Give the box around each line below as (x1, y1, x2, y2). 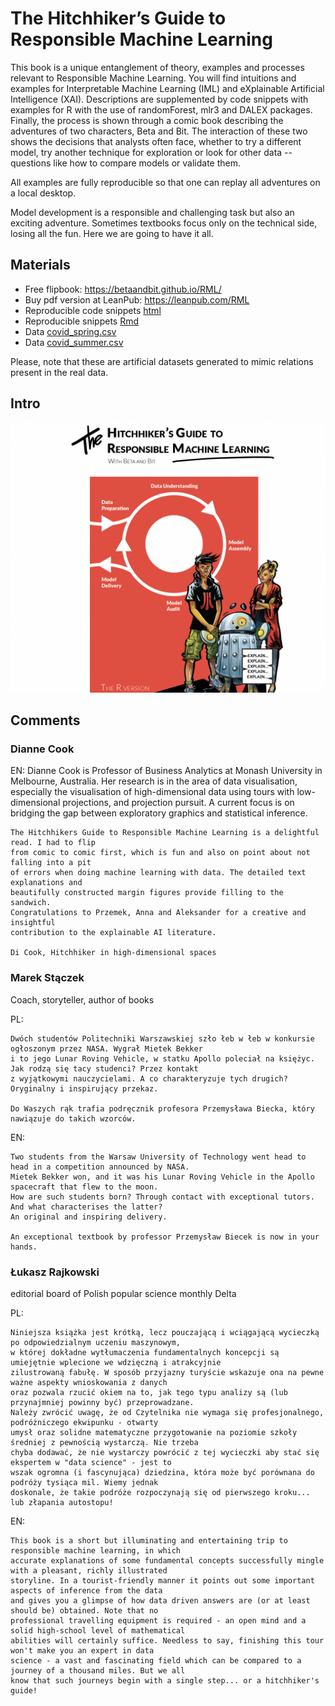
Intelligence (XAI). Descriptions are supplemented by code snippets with (10, 93, 309, 105)
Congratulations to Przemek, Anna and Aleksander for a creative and (10, 908, 307, 918)
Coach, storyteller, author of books (10, 993, 155, 1006)
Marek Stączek (10, 971, 85, 985)
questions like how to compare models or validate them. (10, 157, 242, 169)
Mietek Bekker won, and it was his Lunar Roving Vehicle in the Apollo (10, 1172, 315, 1182)
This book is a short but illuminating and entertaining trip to (10, 1535, 288, 1546)
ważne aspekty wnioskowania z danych (10, 1377, 168, 1387)
